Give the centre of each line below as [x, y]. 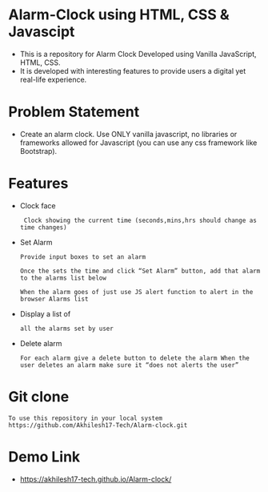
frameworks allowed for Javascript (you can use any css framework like [138, 143]
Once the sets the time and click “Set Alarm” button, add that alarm [140, 271]
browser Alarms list [54, 299]
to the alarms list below [63, 278]
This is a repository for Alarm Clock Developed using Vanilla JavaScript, [138, 54]
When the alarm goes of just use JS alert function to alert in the [136, 292]
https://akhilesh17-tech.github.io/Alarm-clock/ [96, 479]
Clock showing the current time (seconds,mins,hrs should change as [140, 220]
